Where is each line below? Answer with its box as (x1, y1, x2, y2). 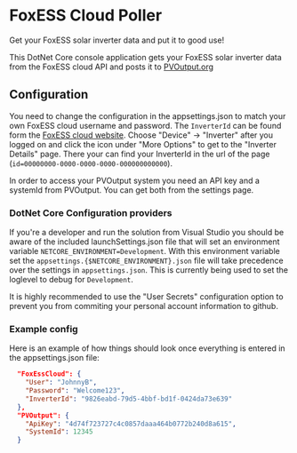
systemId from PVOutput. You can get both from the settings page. (9, 184, 254, 195)
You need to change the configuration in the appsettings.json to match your (9, 110, 286, 121)
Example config (9, 322, 78, 335)
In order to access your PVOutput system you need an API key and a (9, 175, 261, 186)
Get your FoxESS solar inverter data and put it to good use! (9, 35, 225, 45)
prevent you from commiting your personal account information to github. (9, 301, 278, 312)
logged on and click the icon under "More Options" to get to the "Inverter (9, 139, 277, 149)
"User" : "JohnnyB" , (25, 378, 98, 387)
